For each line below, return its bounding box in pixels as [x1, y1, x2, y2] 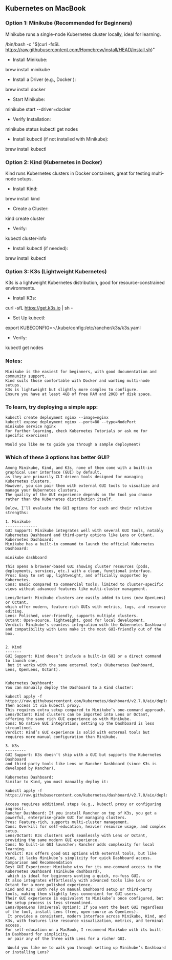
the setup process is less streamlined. [5, 901, 93, 906]
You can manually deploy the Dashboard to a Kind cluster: [5, 685, 134, 690]
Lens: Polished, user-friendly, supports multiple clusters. [5, 614, 139, 619]
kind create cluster [5, 215, 45, 221]
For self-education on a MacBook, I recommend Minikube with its [5, 927, 147, 932]
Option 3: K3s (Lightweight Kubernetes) [5, 268, 107, 275]
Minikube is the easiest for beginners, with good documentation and [5, 369, 157, 374]
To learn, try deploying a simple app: [5, 403, 98, 411]
